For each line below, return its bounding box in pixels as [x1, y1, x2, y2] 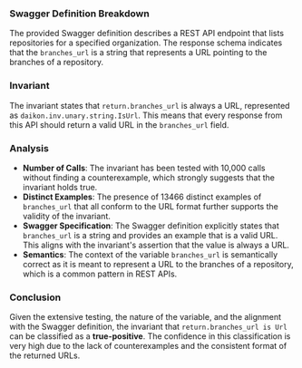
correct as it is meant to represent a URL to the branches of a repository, [22, 258, 294, 269]
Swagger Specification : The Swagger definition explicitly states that [22, 220, 279, 231]
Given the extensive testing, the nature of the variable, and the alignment [9, 312, 282, 323]
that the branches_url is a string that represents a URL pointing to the [9, 47, 268, 58]
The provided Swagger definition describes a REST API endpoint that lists [9, 28, 284, 39]
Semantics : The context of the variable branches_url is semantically [22, 248, 278, 260]
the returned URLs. [9, 350, 81, 361]
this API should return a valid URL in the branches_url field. [9, 119, 229, 130]
